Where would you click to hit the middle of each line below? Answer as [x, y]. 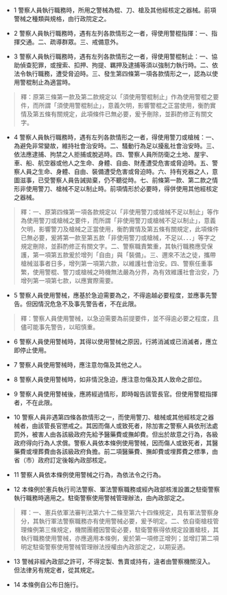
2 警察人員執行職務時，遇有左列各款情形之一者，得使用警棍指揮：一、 [112, 33]
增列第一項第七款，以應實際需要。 [69, 281]
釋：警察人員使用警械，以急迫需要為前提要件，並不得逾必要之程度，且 [120, 318]
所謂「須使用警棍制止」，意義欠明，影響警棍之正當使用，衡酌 [124, 105]
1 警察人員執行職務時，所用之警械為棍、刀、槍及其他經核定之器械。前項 [115, 10]
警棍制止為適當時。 [47, 82]
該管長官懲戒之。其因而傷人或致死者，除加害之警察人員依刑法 [125, 426]
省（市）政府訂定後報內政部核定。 [62, 460]
